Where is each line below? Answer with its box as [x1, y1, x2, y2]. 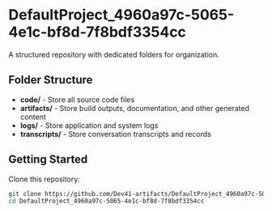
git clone [8, 190, 42, 198]
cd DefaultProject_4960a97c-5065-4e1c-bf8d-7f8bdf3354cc [8, 197, 205, 206]
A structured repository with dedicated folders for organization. [8, 49, 220, 59]
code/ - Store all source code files [19, 95, 135, 104]
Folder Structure [8, 73, 93, 87]
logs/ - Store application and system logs [19, 120, 159, 130]
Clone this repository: [8, 174, 81, 184]
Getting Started [8, 152, 88, 167]
